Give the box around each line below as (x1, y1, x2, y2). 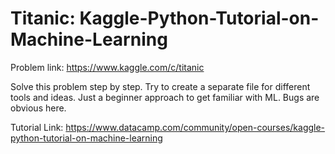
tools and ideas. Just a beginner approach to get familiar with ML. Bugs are (10, 91, 320, 103)
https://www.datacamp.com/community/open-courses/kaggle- (65, 121, 326, 133)
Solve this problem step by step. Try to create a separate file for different (10, 80, 311, 92)
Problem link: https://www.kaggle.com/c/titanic (10, 61, 205, 73)
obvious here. (10, 102, 67, 114)
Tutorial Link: (10, 121, 64, 133)
